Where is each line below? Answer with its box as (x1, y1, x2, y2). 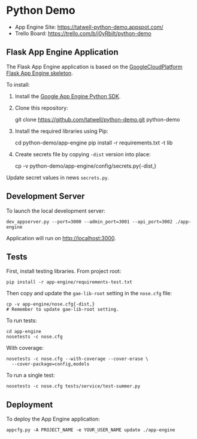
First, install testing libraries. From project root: (6, 268, 122, 275)
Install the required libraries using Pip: (14, 127, 109, 135)
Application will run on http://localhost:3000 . (6, 234, 116, 241)
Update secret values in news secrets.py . (6, 174, 110, 181)
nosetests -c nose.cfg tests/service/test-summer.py (6, 383, 141, 389)
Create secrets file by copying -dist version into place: (14, 150, 151, 158)
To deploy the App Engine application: (6, 416, 101, 423)
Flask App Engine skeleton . (6, 69, 73, 77)
